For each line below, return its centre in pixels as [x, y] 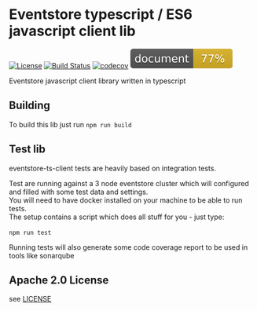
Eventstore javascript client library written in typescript [97, 81]
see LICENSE [30, 299]
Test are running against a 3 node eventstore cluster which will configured [129, 183]
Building [29, 106]
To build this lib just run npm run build [70, 124]
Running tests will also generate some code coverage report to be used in [128, 247]
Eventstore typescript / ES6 [101, 15]
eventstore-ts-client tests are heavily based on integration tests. [113, 168]
